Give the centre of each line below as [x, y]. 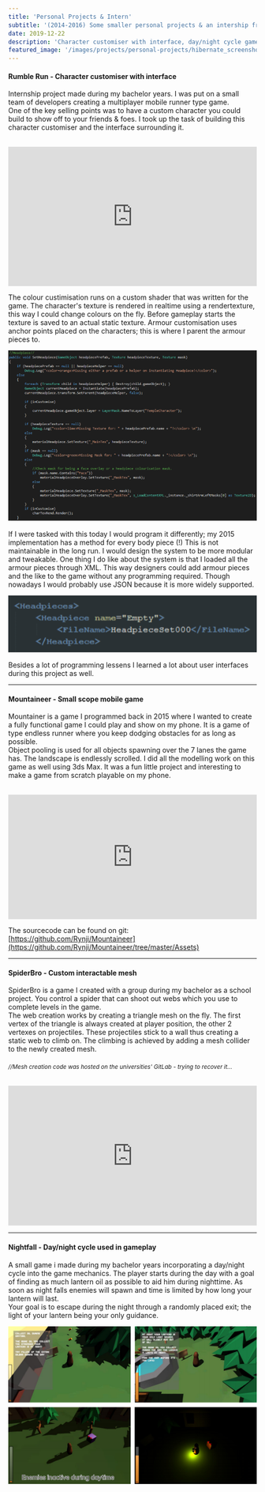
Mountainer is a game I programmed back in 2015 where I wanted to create [130, 716]
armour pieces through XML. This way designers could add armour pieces [129, 567]
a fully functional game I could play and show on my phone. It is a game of [129, 725]
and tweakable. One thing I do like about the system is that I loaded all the [128, 559]
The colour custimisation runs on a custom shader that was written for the [128, 297]
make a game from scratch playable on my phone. [90, 776]
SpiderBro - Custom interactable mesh [73, 973]
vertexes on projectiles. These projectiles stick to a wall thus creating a [123, 1033]
